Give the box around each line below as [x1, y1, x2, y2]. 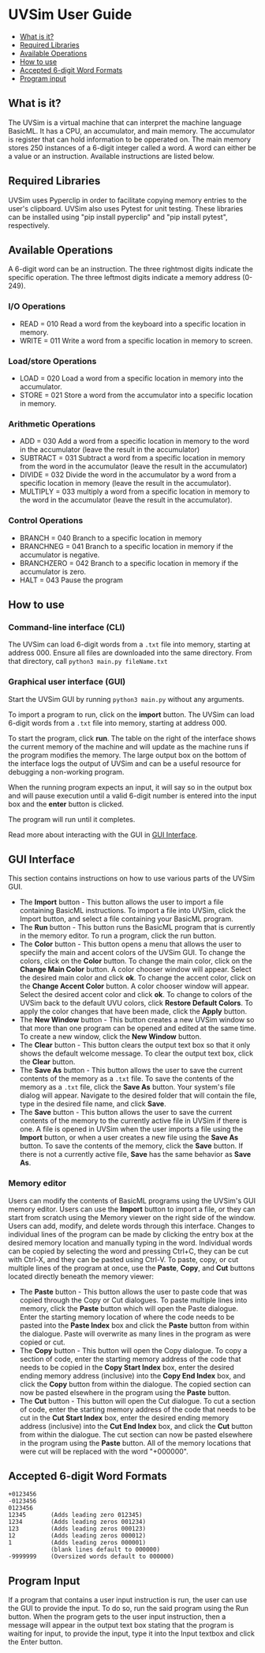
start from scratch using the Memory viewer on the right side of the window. [8, 1212, 256, 1222]
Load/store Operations [8, 355, 97, 366]
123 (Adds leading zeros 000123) [8, 1525, 147, 1533]
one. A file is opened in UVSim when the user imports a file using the [19, 1124, 244, 1134]
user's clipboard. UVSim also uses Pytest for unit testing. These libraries [8, 203, 244, 213]
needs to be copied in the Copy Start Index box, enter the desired [19, 1363, 234, 1372]
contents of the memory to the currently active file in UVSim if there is [19, 1116, 248, 1125]
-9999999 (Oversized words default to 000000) [8, 1553, 175, 1560]
